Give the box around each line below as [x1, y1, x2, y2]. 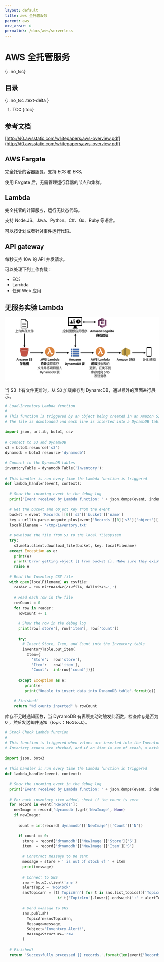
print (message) [22, 864, 54, 869]
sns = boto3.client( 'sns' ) [22, 880, 78, 885]
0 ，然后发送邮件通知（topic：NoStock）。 [5, 720, 90, 725]
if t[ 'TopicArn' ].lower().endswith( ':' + [57, 896, 143, 901]
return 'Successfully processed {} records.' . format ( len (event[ [9, 952, 143, 957]
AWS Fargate [5, 155, 46, 163]
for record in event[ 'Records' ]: [9, 802, 78, 807]
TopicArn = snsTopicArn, [26, 916, 73, 921]
